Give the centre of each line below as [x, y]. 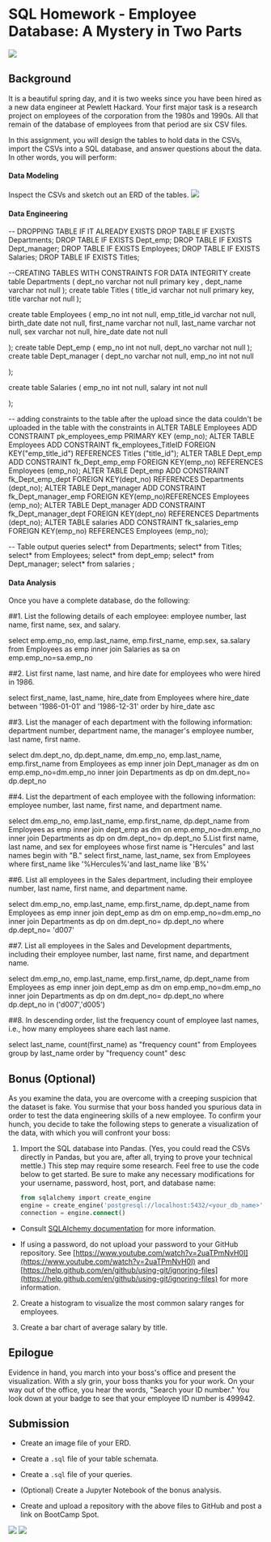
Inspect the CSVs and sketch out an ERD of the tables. [99, 195]
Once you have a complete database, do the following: [99, 600]
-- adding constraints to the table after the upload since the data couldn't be [135, 419]
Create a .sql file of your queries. [76, 1475]
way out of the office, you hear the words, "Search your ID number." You [129, 1390]
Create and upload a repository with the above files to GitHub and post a [141, 1506]
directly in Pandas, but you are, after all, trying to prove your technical [136, 1158]
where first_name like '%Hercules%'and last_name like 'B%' [108, 864]
